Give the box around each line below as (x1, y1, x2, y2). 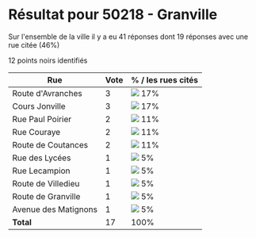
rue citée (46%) (8, 40, 60, 49)
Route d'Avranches (12, 87, 82, 98)
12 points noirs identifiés (8, 56, 88, 65)
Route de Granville (12, 190, 81, 202)
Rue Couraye (12, 126, 61, 137)
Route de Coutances (12, 139, 89, 150)
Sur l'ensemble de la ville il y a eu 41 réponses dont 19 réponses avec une (8, 32, 249, 41)
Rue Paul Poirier (12, 113, 72, 125)
